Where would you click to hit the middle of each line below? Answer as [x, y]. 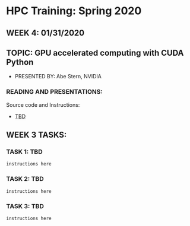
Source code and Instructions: [43, 104]
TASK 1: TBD [24, 152]
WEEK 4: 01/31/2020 [45, 33]
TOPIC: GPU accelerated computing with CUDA [95, 52]
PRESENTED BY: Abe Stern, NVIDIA [58, 77]
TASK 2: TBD [25, 179]
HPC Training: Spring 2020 [74, 11]
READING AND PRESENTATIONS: [54, 92]
